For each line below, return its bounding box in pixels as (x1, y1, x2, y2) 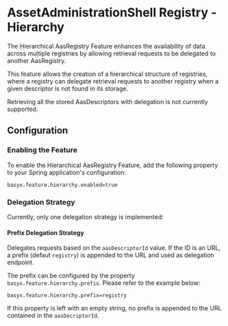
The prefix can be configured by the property (7, 272, 136, 280)
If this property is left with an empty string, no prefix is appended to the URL (7, 304, 222, 312)
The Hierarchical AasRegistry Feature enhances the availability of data (7, 42, 205, 50)
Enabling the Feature (7, 145, 77, 155)
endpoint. (7, 258, 34, 266)
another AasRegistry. (7, 56, 66, 64)
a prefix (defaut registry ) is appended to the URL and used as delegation (7, 251, 214, 260)
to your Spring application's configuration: (7, 168, 127, 176)
